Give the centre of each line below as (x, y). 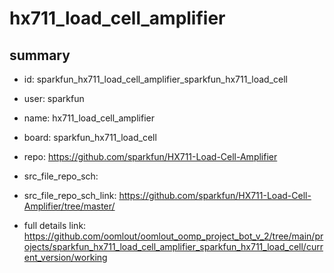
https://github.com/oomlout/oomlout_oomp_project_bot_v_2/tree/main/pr (173, 236)
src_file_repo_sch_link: (70, 195)
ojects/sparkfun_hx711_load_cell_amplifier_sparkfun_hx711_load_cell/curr (173, 246)
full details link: (55, 225)
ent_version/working (65, 257)
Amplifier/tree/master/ (69, 206)
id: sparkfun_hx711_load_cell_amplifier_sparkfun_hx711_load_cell (155, 79)
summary (40, 55)
